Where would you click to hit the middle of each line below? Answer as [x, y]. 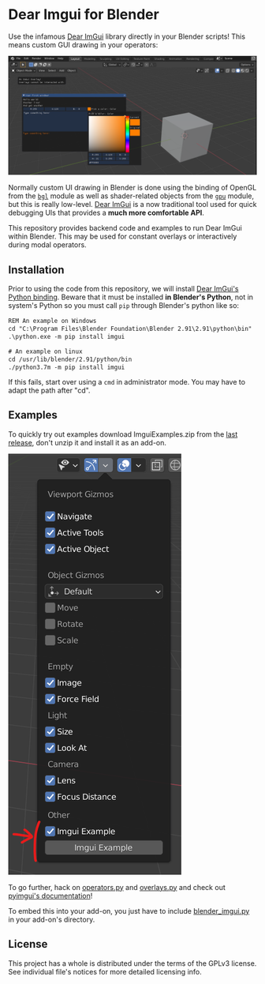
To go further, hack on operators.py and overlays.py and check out [117, 887]
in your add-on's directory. [52, 919]
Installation [36, 270]
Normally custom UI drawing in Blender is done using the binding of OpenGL [132, 188]
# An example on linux [45, 351]
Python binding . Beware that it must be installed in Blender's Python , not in [131, 297]
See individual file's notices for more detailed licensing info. [105, 971]
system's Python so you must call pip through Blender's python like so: [123, 305]
